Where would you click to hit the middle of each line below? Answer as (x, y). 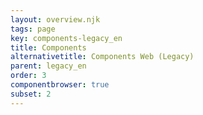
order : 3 (28, 76)
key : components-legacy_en (66, 38)
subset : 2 (31, 94)
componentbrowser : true (60, 85)
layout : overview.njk (55, 19)
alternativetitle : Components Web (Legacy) (102, 57)
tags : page (33, 29)
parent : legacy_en (48, 66)
